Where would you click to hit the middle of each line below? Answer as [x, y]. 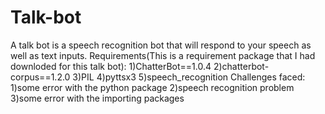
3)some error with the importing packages [97, 98]
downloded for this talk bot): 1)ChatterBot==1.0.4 [111, 66]
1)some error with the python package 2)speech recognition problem [152, 87]
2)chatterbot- [241, 66]
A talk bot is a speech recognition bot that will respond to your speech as [161, 45]
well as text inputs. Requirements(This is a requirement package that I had [163, 55]
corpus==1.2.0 [40, 77]
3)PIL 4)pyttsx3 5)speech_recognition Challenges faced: [189, 77]
